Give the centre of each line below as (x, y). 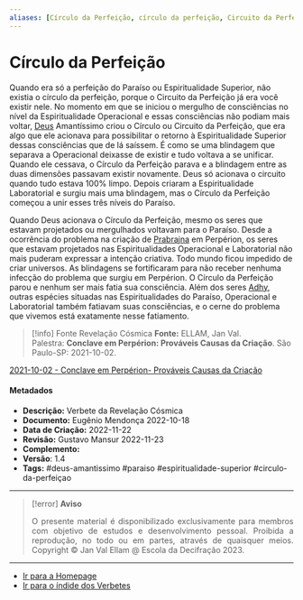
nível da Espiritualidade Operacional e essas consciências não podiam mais (150, 116)
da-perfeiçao (47, 477)
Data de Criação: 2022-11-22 (77, 429)
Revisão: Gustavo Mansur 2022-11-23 (93, 439)
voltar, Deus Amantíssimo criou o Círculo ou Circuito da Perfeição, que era (147, 125)
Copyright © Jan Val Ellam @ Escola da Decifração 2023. (138, 549)
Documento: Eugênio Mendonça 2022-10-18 (106, 420)
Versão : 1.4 (44, 458)
